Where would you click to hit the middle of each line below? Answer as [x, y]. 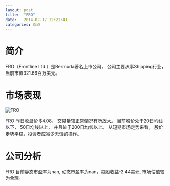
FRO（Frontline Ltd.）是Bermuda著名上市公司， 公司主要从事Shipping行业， [86, 67]
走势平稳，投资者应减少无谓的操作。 [44, 134]
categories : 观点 [23, 24]
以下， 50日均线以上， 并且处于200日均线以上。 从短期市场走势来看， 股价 [84, 127]
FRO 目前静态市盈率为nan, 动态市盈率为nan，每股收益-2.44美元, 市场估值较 [85, 172]
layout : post [19, 10]
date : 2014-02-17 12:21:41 [36, 20]
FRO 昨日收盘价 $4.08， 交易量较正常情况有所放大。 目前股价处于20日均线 [84, 121]
